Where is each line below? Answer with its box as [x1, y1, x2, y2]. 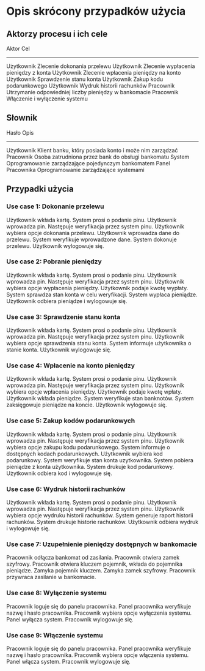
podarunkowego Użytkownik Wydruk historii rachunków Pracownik [6, 82, 175, 89]
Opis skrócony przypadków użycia [6, 4, 186, 18]
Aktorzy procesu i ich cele [6, 29, 108, 39]
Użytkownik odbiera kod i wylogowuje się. [6, 470, 112, 477]
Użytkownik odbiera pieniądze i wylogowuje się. [6, 297, 128, 304]
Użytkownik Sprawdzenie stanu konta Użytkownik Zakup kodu [6, 75, 164, 83]
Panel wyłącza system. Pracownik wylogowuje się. [6, 615, 134, 623]
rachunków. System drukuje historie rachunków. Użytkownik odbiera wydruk [6, 518, 199, 525]
